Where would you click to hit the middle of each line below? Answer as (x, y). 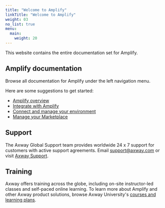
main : (16, 33)
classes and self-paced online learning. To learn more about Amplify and (81, 189)
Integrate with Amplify (36, 106)
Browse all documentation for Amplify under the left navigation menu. (78, 81)
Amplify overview (31, 100)
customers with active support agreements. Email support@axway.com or (82, 150)
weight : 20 (26, 39)
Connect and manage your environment (54, 111)
